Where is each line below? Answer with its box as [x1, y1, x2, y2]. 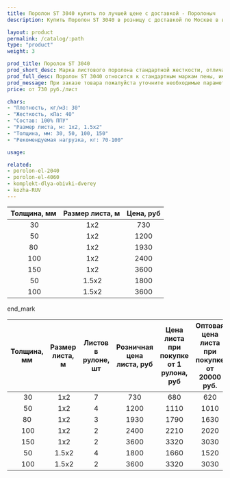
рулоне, [82, 355, 110, 364]
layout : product [7, 29, 53, 36]
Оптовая [195, 320, 225, 330]
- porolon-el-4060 [7, 174, 60, 181]
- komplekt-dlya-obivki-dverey [7, 180, 97, 187]
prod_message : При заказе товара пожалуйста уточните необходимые [7, 80, 201, 86]
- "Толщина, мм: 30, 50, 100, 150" [7, 130, 109, 137]
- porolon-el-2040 [7, 167, 60, 175]
